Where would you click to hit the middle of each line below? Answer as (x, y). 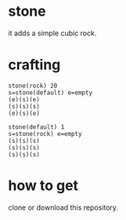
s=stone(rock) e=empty (45, 134)
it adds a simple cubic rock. (52, 33)
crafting (34, 65)
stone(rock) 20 (33, 86)
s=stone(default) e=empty (50, 93)
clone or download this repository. (63, 207)
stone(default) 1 (36, 127)
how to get (43, 186)
